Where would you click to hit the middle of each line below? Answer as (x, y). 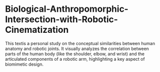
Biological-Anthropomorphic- (67, 9)
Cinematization (37, 30)
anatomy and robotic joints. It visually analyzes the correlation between (77, 48)
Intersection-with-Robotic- (62, 19)
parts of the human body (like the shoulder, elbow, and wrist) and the (75, 54)
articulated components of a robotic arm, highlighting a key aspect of (75, 59)
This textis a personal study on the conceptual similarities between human (80, 43)
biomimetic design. (24, 64)
